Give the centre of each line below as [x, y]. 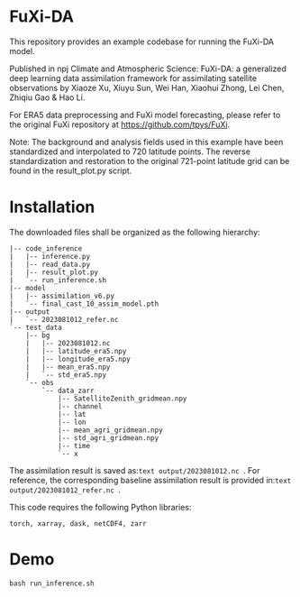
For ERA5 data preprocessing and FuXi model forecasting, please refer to [145, 115]
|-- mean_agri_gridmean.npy [110, 430]
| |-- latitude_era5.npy [76, 351]
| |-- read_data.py [50, 264]
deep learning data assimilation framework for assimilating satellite [133, 78]
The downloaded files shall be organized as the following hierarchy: [135, 232]
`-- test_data [36, 327]
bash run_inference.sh [52, 583]
